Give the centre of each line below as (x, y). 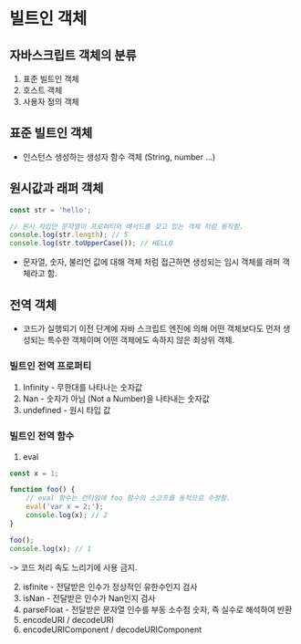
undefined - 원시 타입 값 (67, 410)
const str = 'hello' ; (51, 210)
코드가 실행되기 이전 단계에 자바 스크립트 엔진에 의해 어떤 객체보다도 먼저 (151, 328)
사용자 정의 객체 (51, 102)
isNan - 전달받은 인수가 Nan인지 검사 (89, 597)
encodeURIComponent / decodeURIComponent (112, 629)
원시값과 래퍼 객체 (57, 188)
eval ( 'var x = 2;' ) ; (65, 507)
